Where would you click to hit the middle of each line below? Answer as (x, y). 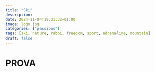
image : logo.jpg (22, 24)
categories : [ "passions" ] (32, 29)
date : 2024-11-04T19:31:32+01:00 (41, 19)
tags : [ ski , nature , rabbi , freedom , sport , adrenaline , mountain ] (78, 33)
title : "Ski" (19, 10)
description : (19, 15)
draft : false (19, 39)
